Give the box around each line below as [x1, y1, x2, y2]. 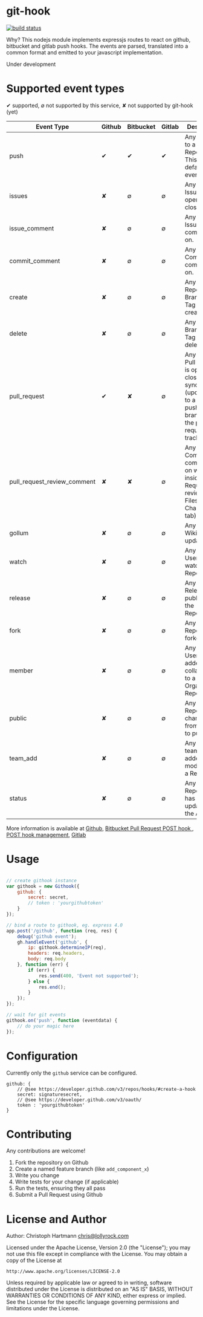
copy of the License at [6, 1257, 62, 1264]
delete [9, 329, 27, 337]
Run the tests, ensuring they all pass [14, 1185, 106, 1192]
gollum [9, 528, 29, 537]
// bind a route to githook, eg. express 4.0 [6, 922, 123, 928]
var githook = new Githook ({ [6, 883, 80, 889]
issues [9, 192, 28, 200]
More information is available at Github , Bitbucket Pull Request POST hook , [6, 824, 194, 832]
